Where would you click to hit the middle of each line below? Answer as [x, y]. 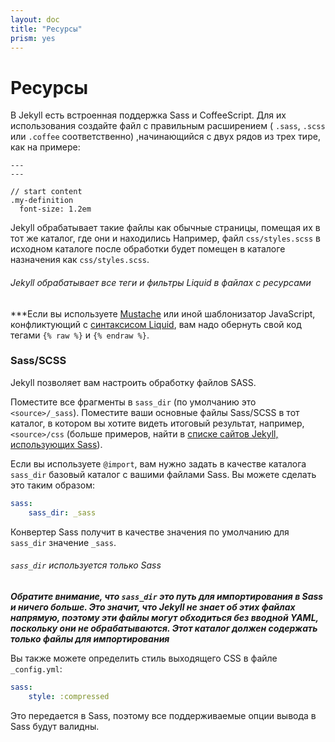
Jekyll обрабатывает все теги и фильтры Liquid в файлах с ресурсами [161, 282]
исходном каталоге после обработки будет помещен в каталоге [148, 249]
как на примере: [45, 147]
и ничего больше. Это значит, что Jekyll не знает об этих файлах [153, 607]
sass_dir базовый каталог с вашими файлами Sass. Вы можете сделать [163, 474]
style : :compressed [69, 696]
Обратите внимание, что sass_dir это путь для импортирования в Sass [167, 596]
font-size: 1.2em [55, 209]
